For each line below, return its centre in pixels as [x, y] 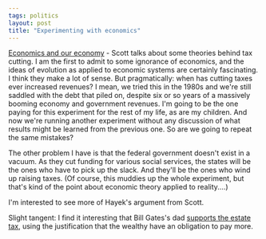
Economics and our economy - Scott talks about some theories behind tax [131, 53]
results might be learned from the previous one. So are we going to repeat [130, 129]
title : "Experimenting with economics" [75, 30]
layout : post [30, 23]
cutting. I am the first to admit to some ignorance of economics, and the [126, 61]
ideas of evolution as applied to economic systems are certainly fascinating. [133, 70]
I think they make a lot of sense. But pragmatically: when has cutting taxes [131, 78]
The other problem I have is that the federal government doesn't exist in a [129, 153]
